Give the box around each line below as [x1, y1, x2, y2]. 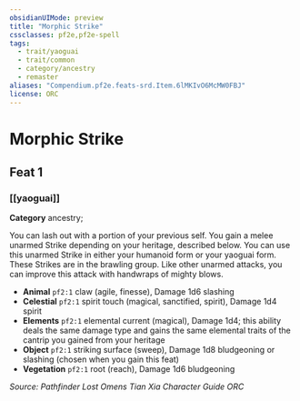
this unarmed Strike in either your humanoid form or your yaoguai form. [9, 249, 277, 260]
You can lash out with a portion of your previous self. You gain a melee [9, 230, 274, 241]
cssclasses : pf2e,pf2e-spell [9, 30, 120, 39]
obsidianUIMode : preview [9, 13, 104, 23]
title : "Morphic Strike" [9, 22, 104, 31]
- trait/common [17, 55, 75, 65]
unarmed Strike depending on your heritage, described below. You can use [9, 240, 291, 251]
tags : [9, 38, 30, 48]
